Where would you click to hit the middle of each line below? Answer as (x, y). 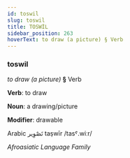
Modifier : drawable (35, 120)
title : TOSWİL (28, 27)
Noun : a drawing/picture (43, 106)
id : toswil (23, 14)
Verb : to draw (27, 93)
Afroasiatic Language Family (49, 147)
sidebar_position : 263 (40, 33)
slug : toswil (26, 20)
